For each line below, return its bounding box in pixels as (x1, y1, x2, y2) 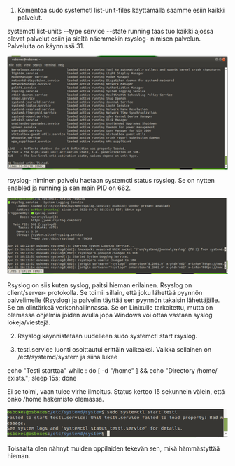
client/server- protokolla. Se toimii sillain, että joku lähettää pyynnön (7, 288, 203, 296)
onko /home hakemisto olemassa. (7, 395, 104, 403)
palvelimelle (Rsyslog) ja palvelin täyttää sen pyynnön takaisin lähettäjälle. (7, 296, 220, 304)
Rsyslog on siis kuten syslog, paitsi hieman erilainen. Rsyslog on (7, 280, 192, 289)
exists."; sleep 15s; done (7, 374, 77, 382)
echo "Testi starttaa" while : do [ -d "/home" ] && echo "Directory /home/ (7, 366, 218, 374)
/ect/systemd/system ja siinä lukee (17, 352, 118, 361)
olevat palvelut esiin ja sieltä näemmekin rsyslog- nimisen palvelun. (7, 34, 201, 43)
